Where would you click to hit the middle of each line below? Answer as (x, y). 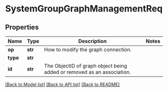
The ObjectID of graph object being (86, 66)
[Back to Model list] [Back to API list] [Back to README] (62, 84)
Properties (22, 27)
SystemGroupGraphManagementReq (84, 9)
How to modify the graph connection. (88, 49)
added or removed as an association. (87, 72)
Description (92, 41)
